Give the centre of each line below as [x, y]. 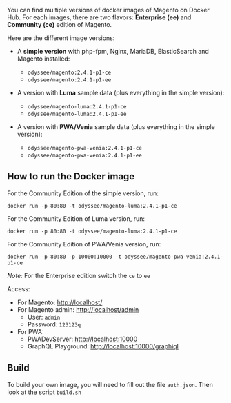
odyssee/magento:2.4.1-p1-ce [69, 72]
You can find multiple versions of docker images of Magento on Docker [109, 10]
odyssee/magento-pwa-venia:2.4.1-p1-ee [85, 155]
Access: [19, 288]
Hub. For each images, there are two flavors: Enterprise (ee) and [99, 17]
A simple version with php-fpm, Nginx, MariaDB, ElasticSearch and [113, 51]
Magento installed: [43, 59]
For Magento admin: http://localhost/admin [78, 309]
